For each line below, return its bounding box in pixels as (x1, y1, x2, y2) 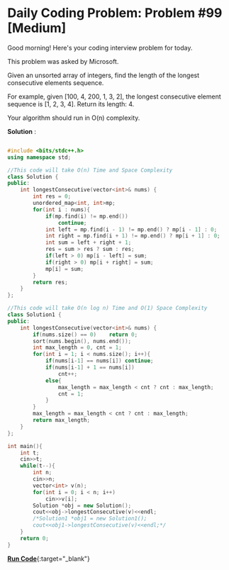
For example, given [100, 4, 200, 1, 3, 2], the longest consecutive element (7, 92, 221, 101)
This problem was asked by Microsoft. (7, 57, 119, 65)
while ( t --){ (20, 462, 55, 469)
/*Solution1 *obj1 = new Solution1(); (33, 515, 147, 522)
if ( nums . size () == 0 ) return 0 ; (33, 331, 138, 338)
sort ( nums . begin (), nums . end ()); (33, 337, 132, 345)
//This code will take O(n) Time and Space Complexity (7, 167, 173, 174)
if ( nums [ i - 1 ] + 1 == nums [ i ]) (45, 364, 135, 371)
